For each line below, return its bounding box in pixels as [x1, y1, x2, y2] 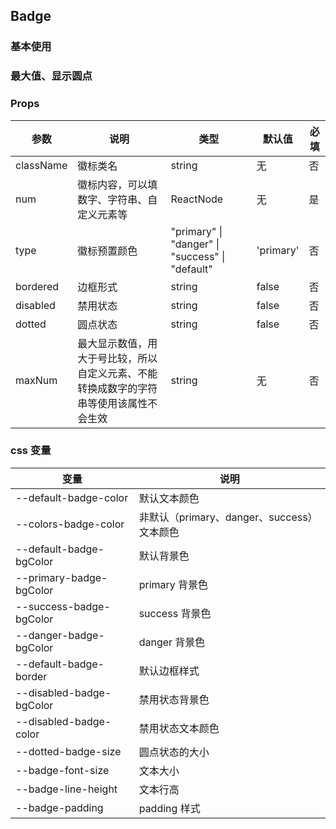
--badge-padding [15, 800, 104, 814]
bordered [15, 279, 60, 293]
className [15, 158, 68, 172]
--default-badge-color [15, 490, 129, 504]
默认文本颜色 [138, 491, 200, 505]
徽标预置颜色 [77, 244, 138, 258]
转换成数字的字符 [77, 381, 158, 395]
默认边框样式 [138, 664, 200, 678]
